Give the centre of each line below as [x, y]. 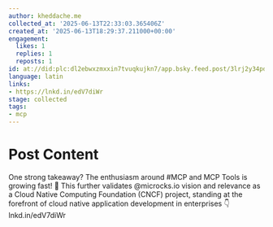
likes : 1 [30, 46]
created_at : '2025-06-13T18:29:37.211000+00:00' [92, 31]
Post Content [54, 155]
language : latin [36, 76]
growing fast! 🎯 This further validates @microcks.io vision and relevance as [134, 186]
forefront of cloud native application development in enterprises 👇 [119, 203]
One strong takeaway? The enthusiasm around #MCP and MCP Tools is [128, 177]
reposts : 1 [34, 62]
